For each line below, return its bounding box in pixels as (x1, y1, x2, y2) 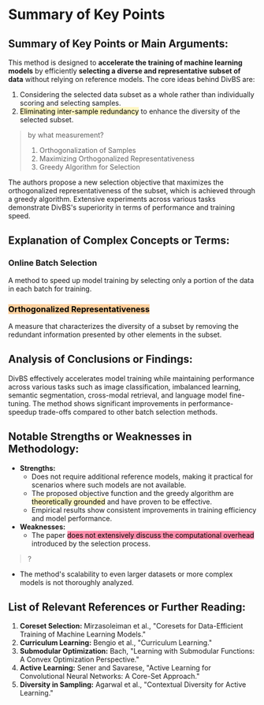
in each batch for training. (8, 284, 92, 293)
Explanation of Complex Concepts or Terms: (8, 234, 230, 248)
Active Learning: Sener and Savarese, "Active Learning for (19, 663, 211, 673)
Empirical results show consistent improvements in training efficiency (31, 505, 257, 514)
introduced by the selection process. (31, 539, 151, 548)
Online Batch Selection (8, 258, 98, 269)
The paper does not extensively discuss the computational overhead (31, 530, 255, 539)
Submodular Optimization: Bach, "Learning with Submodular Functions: (19, 647, 255, 656)
